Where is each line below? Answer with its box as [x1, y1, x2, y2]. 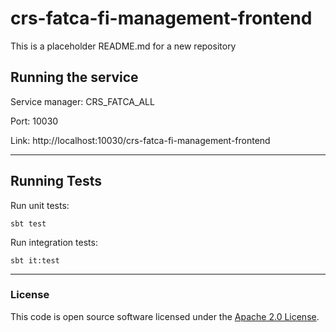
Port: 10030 [10, 115, 59, 127]
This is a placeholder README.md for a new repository [10, 40, 237, 52]
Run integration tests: [10, 236, 98, 248]
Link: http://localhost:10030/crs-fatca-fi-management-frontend [10, 134, 271, 146]
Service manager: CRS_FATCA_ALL [10, 95, 155, 107]
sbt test [10, 218, 47, 229]
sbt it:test [10, 255, 60, 266]
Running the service [10, 69, 139, 86]
